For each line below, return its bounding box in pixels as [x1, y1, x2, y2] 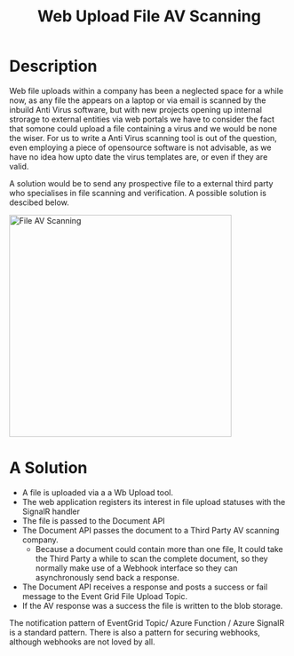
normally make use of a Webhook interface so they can [35, 562, 238, 573]
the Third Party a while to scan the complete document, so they [35, 553, 268, 564]
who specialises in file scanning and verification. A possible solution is [9, 187, 266, 198]
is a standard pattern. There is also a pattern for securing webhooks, [9, 627, 260, 637]
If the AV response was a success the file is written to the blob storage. [21, 600, 283, 611]
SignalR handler [21, 506, 81, 517]
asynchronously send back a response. [35, 572, 180, 582]
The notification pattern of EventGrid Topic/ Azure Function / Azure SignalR [9, 617, 285, 628]
